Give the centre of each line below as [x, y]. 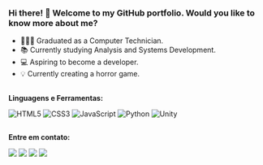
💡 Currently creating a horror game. [80, 74]
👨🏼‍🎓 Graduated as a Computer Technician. [92, 41]
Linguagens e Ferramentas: [56, 98]
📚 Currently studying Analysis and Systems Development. [118, 50]
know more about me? [53, 23]
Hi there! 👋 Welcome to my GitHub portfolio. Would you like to [132, 13]
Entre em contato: [39, 137]
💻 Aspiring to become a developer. [79, 62]
